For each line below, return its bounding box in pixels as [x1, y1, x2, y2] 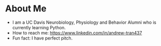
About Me [5, 3, 47, 14]
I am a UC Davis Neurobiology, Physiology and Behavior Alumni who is [12, 19, 157, 25]
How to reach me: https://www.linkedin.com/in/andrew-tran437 [12, 30, 142, 36]
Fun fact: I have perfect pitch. [12, 35, 73, 41]
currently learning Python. [12, 24, 66, 30]
